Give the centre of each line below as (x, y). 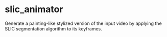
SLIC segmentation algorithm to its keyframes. (54, 28)
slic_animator (34, 9)
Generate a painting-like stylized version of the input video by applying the (83, 23)
